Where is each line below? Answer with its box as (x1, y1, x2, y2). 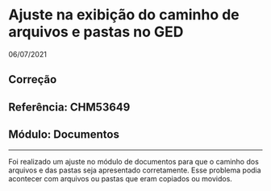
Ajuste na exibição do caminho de (8, 6, 240, 24)
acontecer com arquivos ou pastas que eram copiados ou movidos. (8, 173, 232, 183)
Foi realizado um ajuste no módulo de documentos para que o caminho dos (8, 156, 260, 166)
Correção (8, 73, 57, 86)
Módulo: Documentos (8, 127, 119, 142)
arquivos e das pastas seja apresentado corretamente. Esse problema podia (8, 165, 261, 175)
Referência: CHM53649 (8, 100, 131, 114)
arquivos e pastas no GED (8, 23, 184, 41)
